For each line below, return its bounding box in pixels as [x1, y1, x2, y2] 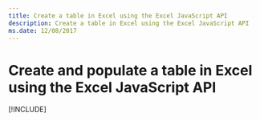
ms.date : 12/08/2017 [8, 26, 78, 34]
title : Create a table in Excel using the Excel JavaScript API [8, 11, 228, 20]
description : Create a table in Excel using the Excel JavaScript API [8, 19, 250, 27]
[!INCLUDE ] [8, 105, 47, 115]
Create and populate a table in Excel [8, 61, 253, 79]
